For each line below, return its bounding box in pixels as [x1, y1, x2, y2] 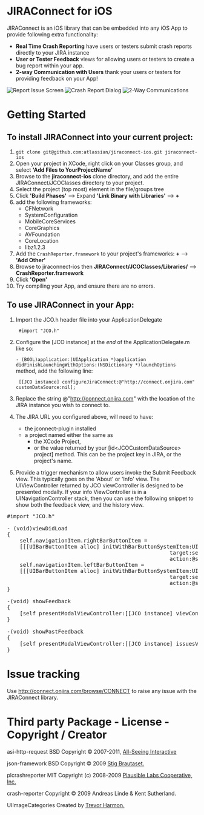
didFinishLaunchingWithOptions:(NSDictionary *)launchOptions [15, 362, 176, 368]
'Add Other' [15, 256, 46, 263]
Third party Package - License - [7, 715, 170, 729]
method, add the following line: [15, 367, 93, 374]
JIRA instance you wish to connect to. [15, 401, 111, 408]
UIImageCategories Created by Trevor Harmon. [7, 801, 125, 808]
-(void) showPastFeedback [7, 628, 84, 635]
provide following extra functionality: [7, 30, 99, 38]
